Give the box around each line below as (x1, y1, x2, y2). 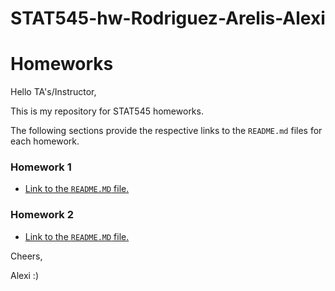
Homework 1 (10, 160, 72, 174)
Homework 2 (10, 208, 75, 222)
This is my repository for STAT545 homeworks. (10, 105, 204, 117)
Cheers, (10, 250, 43, 262)
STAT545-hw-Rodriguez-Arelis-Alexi (10, 7, 326, 30)
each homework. (10, 135, 80, 147)
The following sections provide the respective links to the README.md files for (10, 125, 323, 137)
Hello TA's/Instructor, (10, 86, 97, 98)
